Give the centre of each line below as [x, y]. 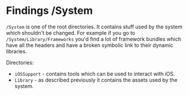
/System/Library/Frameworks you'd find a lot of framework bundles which [94, 39]
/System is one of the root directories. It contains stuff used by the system [94, 27]
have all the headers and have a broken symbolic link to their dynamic [90, 45]
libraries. [17, 51]
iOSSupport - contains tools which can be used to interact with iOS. [95, 74]
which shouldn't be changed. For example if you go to [71, 32]
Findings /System [49, 11]
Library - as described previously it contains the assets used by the [96, 80]
